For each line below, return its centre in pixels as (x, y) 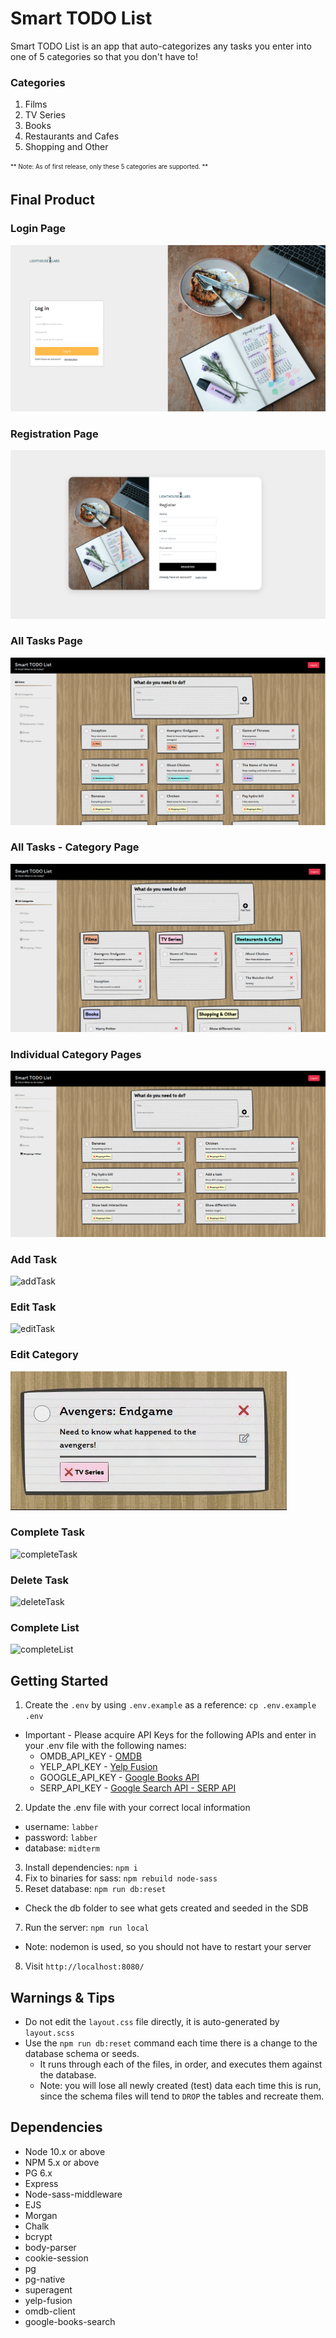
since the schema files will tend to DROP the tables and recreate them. (182, 2096)
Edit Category (44, 1355)
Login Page (38, 229)
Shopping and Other (66, 147)
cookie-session (56, 2258)
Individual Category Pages (76, 1054)
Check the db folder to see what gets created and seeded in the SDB (166, 1908)
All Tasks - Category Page (75, 847)
